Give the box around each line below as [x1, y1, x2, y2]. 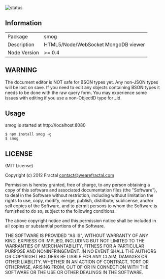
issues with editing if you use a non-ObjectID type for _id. [5, 94, 122, 101]
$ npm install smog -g [5, 132, 52, 137]
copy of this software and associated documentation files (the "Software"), [5, 187, 158, 193]
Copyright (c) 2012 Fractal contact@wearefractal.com [5, 172, 114, 178]
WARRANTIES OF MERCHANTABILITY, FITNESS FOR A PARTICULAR [5, 243, 144, 249]
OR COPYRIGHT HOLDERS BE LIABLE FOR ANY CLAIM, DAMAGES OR [5, 254, 148, 260]
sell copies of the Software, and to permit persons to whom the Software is [5, 203, 158, 209]
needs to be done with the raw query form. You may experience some [5, 90, 147, 95]
